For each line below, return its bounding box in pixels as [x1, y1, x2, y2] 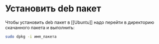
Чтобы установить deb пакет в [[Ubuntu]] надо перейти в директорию [5, 19, 155, 25]
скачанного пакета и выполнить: [5, 24, 75, 30]
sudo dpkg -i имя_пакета [5, 34, 57, 39]
